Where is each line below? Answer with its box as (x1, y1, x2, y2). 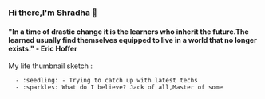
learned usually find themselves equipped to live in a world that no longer (8, 35, 257, 44)
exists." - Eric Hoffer (8, 44, 77, 53)
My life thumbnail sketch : (8, 61, 93, 70)
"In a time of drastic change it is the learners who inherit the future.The (8, 27, 249, 36)
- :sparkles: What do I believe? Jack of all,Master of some (15, 83, 223, 92)
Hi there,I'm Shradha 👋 (8, 7, 98, 18)
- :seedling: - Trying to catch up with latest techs (15, 77, 198, 85)
